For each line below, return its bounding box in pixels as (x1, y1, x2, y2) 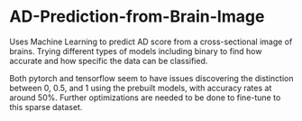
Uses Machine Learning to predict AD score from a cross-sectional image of (9, 36, 293, 47)
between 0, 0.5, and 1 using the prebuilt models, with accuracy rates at (9, 82, 272, 93)
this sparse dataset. (9, 101, 83, 112)
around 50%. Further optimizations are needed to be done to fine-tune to (9, 92, 281, 103)
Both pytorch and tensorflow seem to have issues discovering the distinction (9, 72, 294, 83)
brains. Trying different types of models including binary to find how (9, 45, 262, 56)
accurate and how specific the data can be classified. (9, 55, 208, 66)
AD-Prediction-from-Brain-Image (9, 6, 265, 27)
